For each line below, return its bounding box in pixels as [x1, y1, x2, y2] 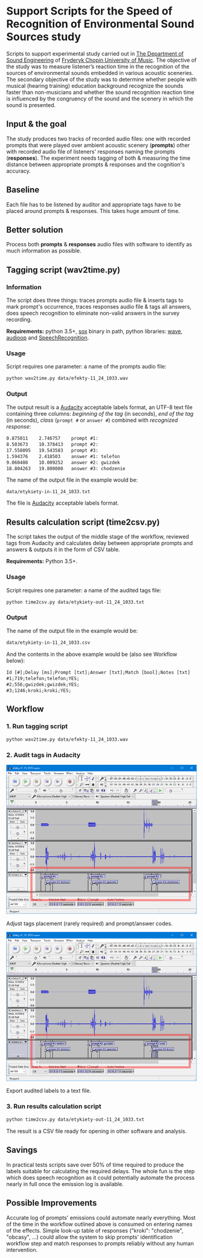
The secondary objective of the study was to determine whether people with [6, 76, 198, 83]
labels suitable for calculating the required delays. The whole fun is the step [6, 1167, 195, 1174]
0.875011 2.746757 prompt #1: [6, 435, 98, 441]
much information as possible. [6, 247, 82, 255]
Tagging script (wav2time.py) [6, 264, 121, 275]
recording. [6, 316, 32, 323]
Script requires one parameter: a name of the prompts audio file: [6, 363, 167, 370]
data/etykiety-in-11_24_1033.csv [6, 640, 91, 646]
